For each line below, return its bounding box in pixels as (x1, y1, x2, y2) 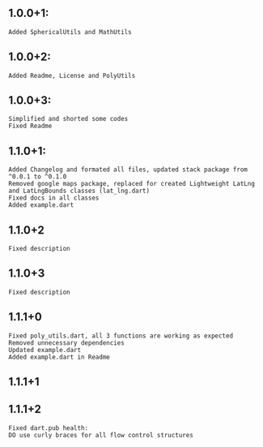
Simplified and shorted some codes (8, 115, 129, 123)
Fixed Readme (8, 122, 53, 131)
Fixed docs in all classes (8, 194, 100, 202)
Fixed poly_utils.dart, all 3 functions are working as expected (8, 332, 233, 340)
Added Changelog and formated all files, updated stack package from (8, 165, 248, 174)
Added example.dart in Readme (8, 353, 111, 361)
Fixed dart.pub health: (8, 423, 89, 432)
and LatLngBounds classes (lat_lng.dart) (8, 187, 151, 196)
